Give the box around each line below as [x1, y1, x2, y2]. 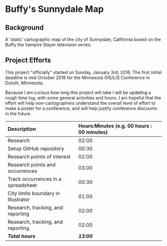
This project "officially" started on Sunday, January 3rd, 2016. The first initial [5, 69, 162, 75]
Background [5, 23, 44, 32]
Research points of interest [7, 153, 71, 160]
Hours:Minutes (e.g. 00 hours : [78, 122, 153, 129]
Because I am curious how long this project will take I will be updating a [5, 89, 152, 95]
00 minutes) [78, 128, 108, 135]
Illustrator [7, 196, 30, 203]
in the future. [5, 110, 32, 116]
